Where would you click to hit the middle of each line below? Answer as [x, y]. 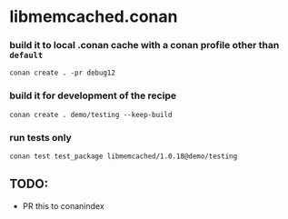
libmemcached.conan [94, 17]
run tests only [41, 137]
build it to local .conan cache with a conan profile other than [144, 45]
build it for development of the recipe [93, 95]
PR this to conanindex [63, 205]
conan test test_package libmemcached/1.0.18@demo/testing [124, 156]
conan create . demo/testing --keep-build [91, 114]
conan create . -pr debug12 [63, 73]
